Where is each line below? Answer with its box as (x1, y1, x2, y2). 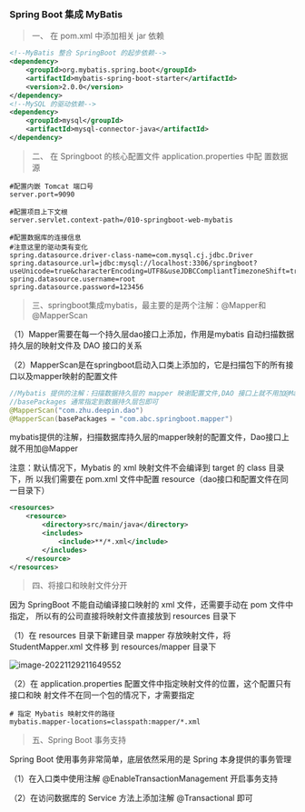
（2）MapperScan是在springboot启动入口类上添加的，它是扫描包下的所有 (9, 359, 286, 370)
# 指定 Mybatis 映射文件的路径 (9, 709, 115, 719)
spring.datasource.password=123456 (9, 282, 144, 292)
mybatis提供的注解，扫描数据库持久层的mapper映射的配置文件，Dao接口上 (9, 432, 290, 443)
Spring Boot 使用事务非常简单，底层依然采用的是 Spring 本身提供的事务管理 (9, 754, 292, 765)
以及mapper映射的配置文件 (16, 370, 118, 381)
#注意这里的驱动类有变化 (9, 243, 88, 252)
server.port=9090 (9, 189, 75, 199)
